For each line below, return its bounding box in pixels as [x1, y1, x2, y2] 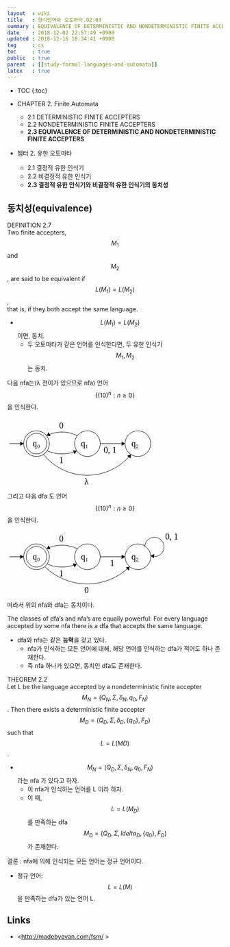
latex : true [7, 67, 51, 74]
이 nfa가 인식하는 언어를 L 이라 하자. [27, 785, 124, 793]
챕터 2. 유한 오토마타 [16, 149, 73, 157]
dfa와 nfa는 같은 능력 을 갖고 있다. [16, 636, 107, 644]
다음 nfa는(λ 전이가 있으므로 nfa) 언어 [7, 379, 108, 387]
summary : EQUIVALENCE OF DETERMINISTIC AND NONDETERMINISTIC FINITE [7, 23, 210, 29]
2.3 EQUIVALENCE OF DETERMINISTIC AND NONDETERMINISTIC [27, 128, 216, 136]
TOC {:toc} [16, 86, 48, 95]
